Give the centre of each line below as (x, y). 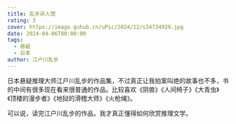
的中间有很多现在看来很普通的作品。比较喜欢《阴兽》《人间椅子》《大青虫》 (113, 89)
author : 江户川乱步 (33, 60)
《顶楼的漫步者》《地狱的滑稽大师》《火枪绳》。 (72, 98)
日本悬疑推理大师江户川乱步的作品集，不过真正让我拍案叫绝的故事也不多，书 (118, 80)
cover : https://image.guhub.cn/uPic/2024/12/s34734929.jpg (96, 27)
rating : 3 (22, 20)
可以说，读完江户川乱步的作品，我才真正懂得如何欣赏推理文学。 (99, 113)
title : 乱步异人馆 (32, 14)
